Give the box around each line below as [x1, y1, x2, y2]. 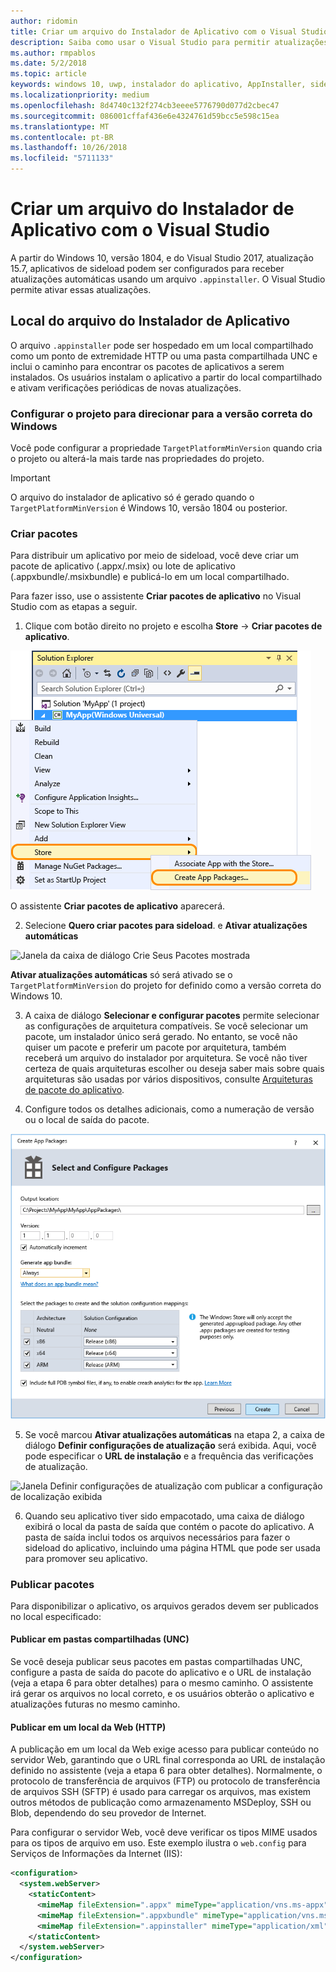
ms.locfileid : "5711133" [10, 153, 114, 164]
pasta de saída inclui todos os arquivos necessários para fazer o [24, 1531, 291, 1543]
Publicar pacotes [10, 1577, 95, 1591]
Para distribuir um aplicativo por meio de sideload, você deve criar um [10, 550, 300, 562]
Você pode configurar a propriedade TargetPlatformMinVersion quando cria [10, 442, 323, 454]
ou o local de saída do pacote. [24, 1114, 150, 1126]
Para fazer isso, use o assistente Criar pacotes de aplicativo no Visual [10, 590, 302, 602]
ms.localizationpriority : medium [10, 90, 150, 100]
